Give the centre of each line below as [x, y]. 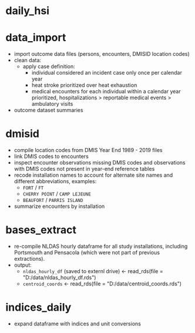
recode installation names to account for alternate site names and [93, 175]
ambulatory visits [52, 104]
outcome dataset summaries [48, 110]
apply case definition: [49, 66]
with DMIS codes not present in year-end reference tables [84, 169]
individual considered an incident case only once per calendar [107, 73]
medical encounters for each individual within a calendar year [106, 92]
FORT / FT [33, 188]
